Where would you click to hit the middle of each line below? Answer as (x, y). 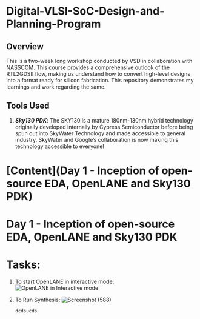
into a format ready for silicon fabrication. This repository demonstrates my (100, 80)
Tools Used (28, 106)
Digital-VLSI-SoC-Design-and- (85, 11)
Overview (25, 46)
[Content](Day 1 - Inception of (83, 170)
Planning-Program (54, 24)
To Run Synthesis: (38, 300)
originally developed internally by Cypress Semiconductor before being (104, 127)
